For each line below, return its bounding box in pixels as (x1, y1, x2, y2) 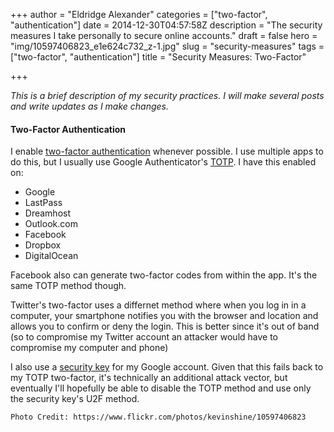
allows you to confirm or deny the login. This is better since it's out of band (10, 320, 320, 333)
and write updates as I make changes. (10, 100, 170, 112)
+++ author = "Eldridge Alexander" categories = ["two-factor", (10, 9, 268, 20)
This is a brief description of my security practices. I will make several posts (10, 90, 325, 101)
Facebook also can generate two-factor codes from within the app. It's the (10, 269, 318, 281)
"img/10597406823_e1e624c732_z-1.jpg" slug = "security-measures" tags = (10, 40, 325, 52)
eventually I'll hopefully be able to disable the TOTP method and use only (10, 382, 312, 394)
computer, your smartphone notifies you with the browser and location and (10, 310, 319, 322)
